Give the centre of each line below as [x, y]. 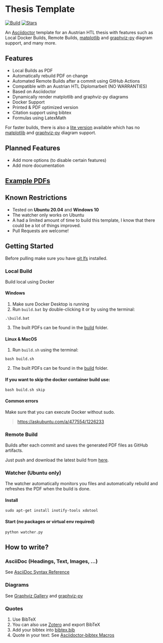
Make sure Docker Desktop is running [51, 304]
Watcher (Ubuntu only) [33, 473]
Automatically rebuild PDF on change [50, 76]
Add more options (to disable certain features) [59, 160]
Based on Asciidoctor [34, 91]
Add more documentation [38, 165]
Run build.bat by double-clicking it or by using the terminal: [73, 309]
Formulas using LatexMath [39, 118]
